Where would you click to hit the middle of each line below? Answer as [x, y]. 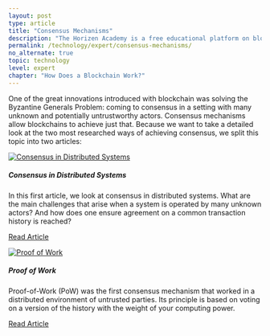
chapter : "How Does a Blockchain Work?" [77, 76]
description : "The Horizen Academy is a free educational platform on [129, 38]
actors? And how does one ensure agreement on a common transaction [127, 212]
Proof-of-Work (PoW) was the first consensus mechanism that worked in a [132, 291]
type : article [32, 23]
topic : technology [39, 61]
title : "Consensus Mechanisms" [61, 31]
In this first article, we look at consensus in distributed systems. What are [129, 195]
